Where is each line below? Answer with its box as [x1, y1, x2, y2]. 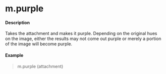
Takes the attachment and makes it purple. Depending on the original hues [5, 31, 158, 37]
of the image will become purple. [5, 41, 73, 47]
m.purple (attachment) [17, 63, 63, 69]
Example [5, 52, 24, 58]
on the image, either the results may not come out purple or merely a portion [5, 36, 162, 42]
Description [5, 19, 30, 25]
